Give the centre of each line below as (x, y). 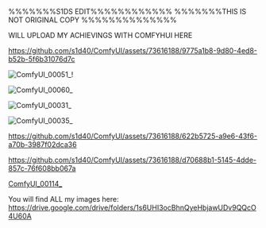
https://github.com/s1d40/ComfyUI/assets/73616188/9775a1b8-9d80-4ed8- (133, 50)
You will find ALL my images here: (64, 199)
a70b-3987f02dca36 (42, 145)
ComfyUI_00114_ (35, 184)
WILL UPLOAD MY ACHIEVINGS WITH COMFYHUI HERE (100, 35)
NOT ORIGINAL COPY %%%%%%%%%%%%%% (93, 20)
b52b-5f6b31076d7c (42, 59)
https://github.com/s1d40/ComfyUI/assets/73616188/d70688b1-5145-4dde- (132, 160)
